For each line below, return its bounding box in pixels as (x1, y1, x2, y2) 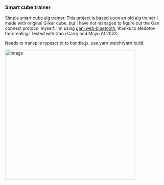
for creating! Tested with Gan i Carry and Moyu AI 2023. (5, 31, 118, 37)
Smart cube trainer (5, 4, 51, 11)
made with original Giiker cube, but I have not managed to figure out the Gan (5, 20, 160, 26)
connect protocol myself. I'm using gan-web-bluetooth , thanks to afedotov (5, 25, 156, 31)
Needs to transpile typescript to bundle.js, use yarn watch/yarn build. (5, 40, 145, 46)
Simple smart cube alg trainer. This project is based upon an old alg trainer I (5, 15, 158, 21)
